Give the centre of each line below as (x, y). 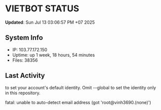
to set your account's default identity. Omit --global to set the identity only (81, 87)
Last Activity (25, 76)
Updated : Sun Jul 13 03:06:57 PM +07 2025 (50, 22)
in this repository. (23, 93)
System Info (24, 38)
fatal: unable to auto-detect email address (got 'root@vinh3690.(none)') (78, 102)
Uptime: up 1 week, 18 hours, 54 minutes (54, 55)
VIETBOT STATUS (42, 9)
